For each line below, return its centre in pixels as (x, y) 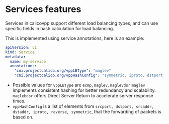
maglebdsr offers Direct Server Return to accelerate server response (83, 96)
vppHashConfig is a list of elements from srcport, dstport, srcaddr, (83, 106)
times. (19, 101)
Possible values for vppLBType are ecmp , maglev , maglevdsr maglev (79, 85)
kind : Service (20, 52)
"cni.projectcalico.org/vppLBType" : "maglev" (63, 71)
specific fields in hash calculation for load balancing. (60, 28)
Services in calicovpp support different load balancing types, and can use (82, 23)
